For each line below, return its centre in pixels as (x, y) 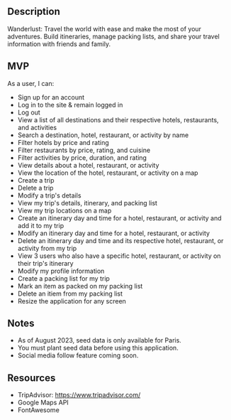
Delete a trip (35, 188)
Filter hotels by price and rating (63, 142)
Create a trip (36, 180)
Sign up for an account (51, 97)
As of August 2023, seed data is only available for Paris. (100, 340)
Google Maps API (43, 403)
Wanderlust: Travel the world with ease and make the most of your (105, 28)
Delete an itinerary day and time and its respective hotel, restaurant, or (120, 240)
